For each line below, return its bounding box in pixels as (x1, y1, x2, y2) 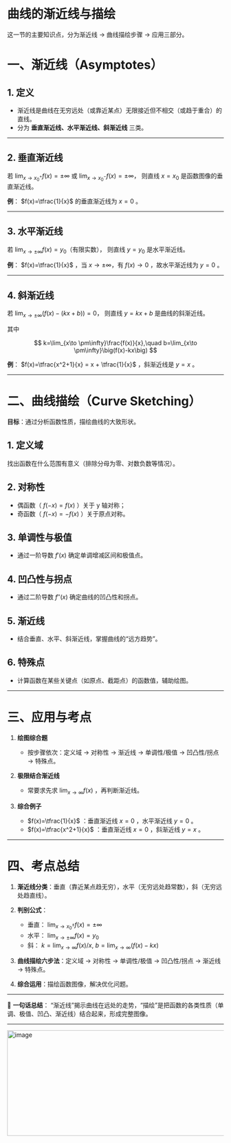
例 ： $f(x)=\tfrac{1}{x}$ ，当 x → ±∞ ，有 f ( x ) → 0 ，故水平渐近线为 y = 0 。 (7, 261, 223, 269)
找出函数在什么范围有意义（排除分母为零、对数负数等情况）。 (7, 459, 179, 467)
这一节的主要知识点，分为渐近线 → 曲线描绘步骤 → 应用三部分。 (7, 30, 188, 39)
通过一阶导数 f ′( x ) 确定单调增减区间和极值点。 (16, 551, 146, 559)
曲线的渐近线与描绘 (7, 6, 116, 22)
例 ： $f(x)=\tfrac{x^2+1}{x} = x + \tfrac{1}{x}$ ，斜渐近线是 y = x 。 (7, 360, 199, 369)
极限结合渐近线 (16, 771, 60, 779)
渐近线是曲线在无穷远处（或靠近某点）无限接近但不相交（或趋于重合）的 (16, 106, 222, 114)
